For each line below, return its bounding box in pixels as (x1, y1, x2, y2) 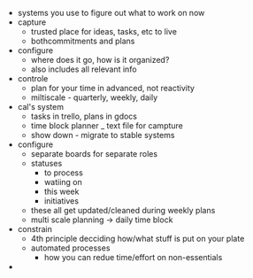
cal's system (17, 102, 65, 112)
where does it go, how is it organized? (30, 55, 170, 65)
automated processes (30, 243, 111, 253)
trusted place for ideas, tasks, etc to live (30, 27, 177, 36)
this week (43, 186, 80, 197)
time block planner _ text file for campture (30, 120, 184, 131)
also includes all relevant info (30, 64, 137, 74)
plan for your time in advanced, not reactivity (30, 83, 195, 93)
